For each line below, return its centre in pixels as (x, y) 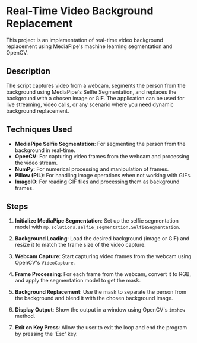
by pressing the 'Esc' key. (46, 334)
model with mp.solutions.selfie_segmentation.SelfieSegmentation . (98, 227)
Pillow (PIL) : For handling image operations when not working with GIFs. (103, 175)
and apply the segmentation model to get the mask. (78, 281)
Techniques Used (39, 130)
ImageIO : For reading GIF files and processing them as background (97, 182)
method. (25, 316)
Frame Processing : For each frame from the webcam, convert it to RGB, (103, 274)
